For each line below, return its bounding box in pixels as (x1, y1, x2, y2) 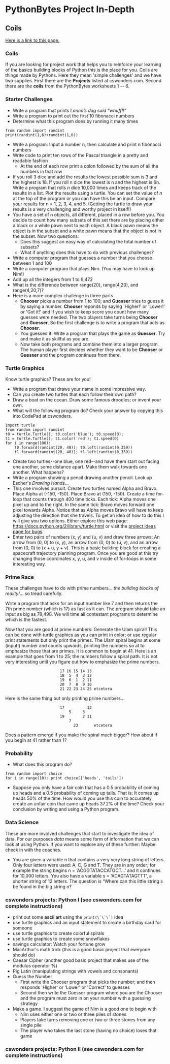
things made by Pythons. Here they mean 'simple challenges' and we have (5, 72, 161, 78)
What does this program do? (12, 761, 73, 768)
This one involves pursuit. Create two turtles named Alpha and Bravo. (12, 485, 158, 491)
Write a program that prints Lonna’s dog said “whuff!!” (12, 107, 127, 113)
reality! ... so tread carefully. (5, 590, 63, 597)
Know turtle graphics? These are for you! (5, 376, 91, 382)
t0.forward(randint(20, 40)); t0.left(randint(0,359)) (14, 445, 133, 450)
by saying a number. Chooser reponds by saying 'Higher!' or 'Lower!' (20, 303, 165, 309)
